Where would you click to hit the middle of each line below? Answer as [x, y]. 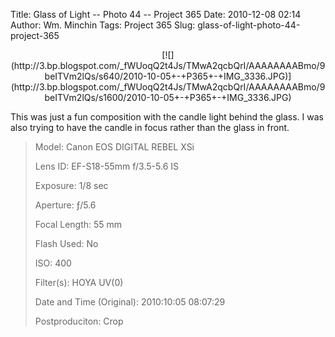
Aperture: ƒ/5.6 [65, 205]
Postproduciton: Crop [79, 321]
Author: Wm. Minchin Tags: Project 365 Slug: [103, 25]
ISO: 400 [53, 263]
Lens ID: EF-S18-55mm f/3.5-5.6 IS [106, 166]
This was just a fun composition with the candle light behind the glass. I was [167, 117]
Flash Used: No [66, 243]
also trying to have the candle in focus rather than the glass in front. [150, 127]
